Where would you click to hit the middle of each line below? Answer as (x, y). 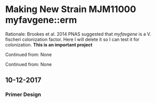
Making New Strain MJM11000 (71, 9)
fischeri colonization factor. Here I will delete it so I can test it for (72, 39)
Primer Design (23, 94)
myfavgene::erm (41, 20)
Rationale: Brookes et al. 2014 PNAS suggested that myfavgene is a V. (78, 34)
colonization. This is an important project (49, 44)
